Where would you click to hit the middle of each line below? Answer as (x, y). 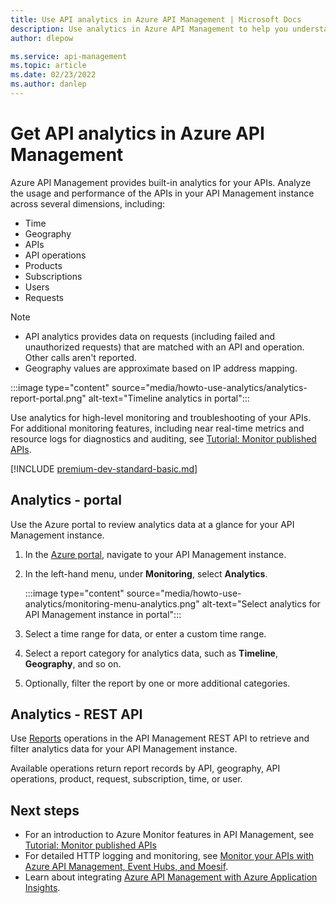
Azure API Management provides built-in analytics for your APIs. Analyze (161, 182)
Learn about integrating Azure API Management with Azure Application (171, 877)
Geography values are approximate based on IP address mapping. (161, 368)
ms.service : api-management (69, 56)
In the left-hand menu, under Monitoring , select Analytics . (146, 573)
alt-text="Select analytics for (261, 603)
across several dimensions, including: (88, 203)
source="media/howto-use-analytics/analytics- (209, 387)
